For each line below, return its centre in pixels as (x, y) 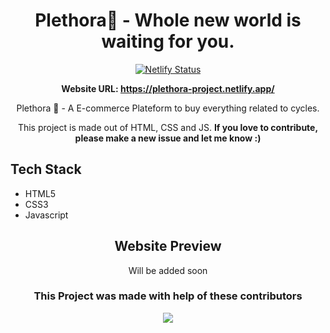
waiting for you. (168, 41)
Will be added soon (168, 270)
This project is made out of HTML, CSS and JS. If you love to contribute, (168, 127)
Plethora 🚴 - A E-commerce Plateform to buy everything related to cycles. (168, 108)
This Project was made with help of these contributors (168, 296)
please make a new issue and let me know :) (168, 138)
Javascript (46, 215)
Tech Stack (46, 169)
